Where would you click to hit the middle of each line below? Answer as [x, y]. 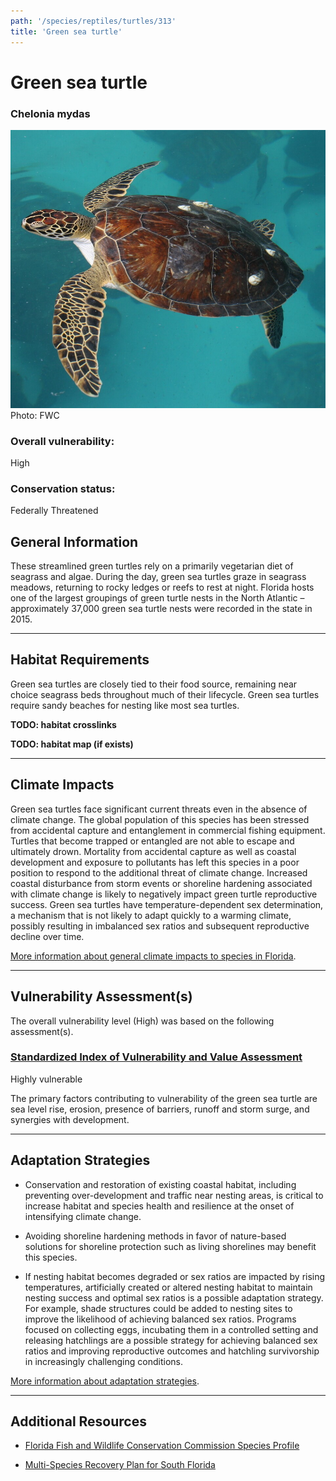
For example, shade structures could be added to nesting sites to [158, 1308]
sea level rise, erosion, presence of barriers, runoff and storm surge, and [160, 1109]
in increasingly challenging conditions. [103, 1361]
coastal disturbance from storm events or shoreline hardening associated [161, 883]
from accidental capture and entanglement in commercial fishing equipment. [168, 830]
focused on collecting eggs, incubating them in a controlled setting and [171, 1329]
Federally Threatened [54, 511]
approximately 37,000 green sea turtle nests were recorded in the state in [161, 609]
